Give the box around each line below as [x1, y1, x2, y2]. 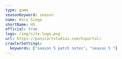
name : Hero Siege [5, 17, 42, 22]
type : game [5, 7, 29, 13]
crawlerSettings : [5, 41, 42, 46]
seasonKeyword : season [5, 12, 54, 17]
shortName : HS [5, 22, 36, 27]
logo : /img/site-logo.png [5, 31, 60, 36]
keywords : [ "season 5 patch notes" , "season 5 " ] [10, 46, 117, 51]
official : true [5, 27, 38, 32]
